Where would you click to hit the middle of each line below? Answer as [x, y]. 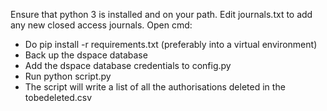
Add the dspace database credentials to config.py [128, 65]
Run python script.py [68, 76]
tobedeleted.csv [58, 97]
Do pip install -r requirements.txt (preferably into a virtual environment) [171, 44]
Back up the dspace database [86, 55]
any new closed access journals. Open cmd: [101, 25]
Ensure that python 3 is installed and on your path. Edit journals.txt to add [161, 14]
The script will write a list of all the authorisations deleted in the [155, 87]
